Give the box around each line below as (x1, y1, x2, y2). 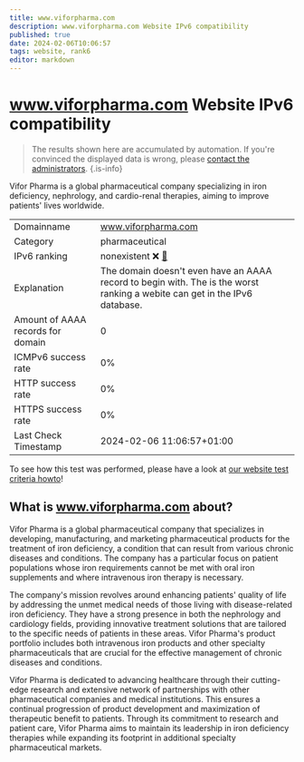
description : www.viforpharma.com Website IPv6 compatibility (9, 22, 249, 31)
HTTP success (14, 376, 77, 389)
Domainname (14, 220, 71, 232)
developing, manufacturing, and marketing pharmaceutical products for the (9, 532, 290, 544)
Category (14, 235, 54, 248)
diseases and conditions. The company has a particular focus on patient (9, 552, 279, 563)
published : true (9, 30, 71, 39)
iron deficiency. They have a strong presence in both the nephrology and (9, 609, 281, 620)
